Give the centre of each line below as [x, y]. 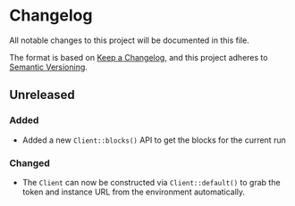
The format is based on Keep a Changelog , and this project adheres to [139, 57]
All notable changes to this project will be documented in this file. [130, 40]
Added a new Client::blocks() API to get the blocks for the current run [154, 140]
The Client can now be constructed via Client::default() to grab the [151, 182]
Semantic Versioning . [48, 67]
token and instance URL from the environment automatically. [134, 192]
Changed [30, 163]
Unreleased [42, 95]
